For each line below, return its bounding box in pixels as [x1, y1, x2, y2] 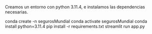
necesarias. [5, 9, 28, 15]
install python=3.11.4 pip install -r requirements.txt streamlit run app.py [5, 23, 145, 29]
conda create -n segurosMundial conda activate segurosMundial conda [5, 19, 147, 24]
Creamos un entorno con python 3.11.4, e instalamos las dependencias [5, 4, 145, 10]
